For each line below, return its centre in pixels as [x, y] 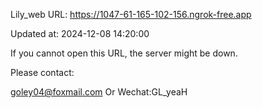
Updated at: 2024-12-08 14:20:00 [80, 33]
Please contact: [42, 72]
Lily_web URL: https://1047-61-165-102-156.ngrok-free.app [131, 14]
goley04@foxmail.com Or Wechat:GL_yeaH [99, 92]
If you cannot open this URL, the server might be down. [124, 53]
